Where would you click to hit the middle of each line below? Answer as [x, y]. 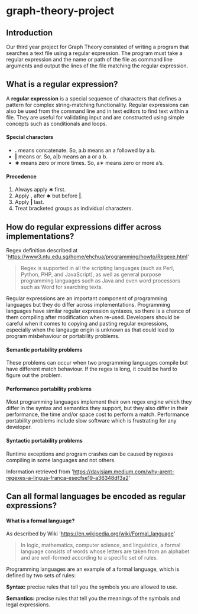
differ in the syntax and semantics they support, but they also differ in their [97, 408]
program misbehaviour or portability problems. [63, 336]
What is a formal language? [40, 521]
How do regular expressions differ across [84, 227]
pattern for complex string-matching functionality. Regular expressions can [98, 105]
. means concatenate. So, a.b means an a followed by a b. [85, 150]
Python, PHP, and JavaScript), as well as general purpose [91, 274]
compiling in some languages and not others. [61, 460]
